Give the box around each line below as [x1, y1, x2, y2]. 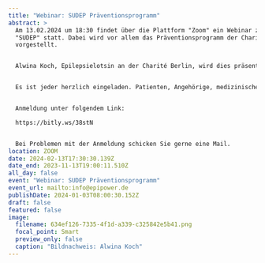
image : [8, 213, 30, 221]
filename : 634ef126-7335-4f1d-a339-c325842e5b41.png [15, 220, 192, 229]
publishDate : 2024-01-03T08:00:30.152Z [8, 191, 140, 199]
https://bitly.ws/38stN [15, 118, 93, 126]
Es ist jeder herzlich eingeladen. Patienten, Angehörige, [15, 84, 214, 92]
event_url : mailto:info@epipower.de [8, 184, 129, 192]
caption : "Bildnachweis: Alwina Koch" [15, 242, 144, 250]
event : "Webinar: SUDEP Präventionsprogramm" [8, 177, 160, 185]
